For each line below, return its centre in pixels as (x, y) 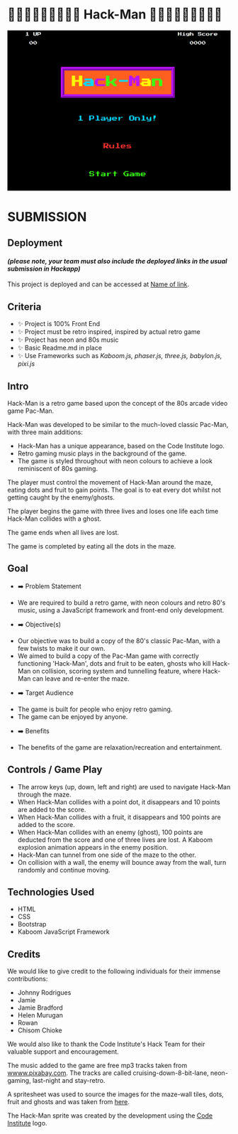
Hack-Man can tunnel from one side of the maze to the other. (107, 855)
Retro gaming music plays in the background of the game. (102, 453)
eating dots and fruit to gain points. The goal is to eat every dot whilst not (114, 490)
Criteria (24, 307)
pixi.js (26, 364)
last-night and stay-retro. (69, 1081)
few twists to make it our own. (61, 648)
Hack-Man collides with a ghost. (54, 519)
